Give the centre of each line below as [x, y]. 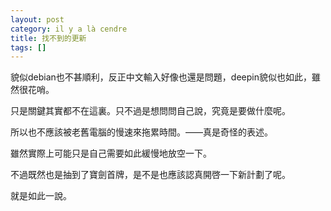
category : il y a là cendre [69, 29]
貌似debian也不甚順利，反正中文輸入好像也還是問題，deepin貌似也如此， [161, 77]
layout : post [37, 19]
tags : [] [28, 47]
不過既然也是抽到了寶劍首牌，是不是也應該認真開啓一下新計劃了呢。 [150, 175]
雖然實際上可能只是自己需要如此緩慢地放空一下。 [111, 153]
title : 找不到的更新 [48, 38]
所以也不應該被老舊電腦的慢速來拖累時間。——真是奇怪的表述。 [141, 132]
